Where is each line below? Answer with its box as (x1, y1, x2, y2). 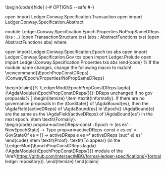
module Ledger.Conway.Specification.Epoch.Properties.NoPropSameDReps (5, 29, 160, 34)
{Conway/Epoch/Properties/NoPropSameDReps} (5, 75, 105, 81)
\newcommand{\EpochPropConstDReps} (5, 70, 89, 76)
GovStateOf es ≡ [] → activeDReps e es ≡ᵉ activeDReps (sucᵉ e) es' (5, 132, 142, 138)
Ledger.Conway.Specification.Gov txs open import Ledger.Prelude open (5, 54, 152, 60)
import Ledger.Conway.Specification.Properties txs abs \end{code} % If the (5, 59, 160, 65)
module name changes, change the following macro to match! (5, 64, 131, 70)
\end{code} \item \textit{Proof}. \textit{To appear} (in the (5, 137, 120, 143)
